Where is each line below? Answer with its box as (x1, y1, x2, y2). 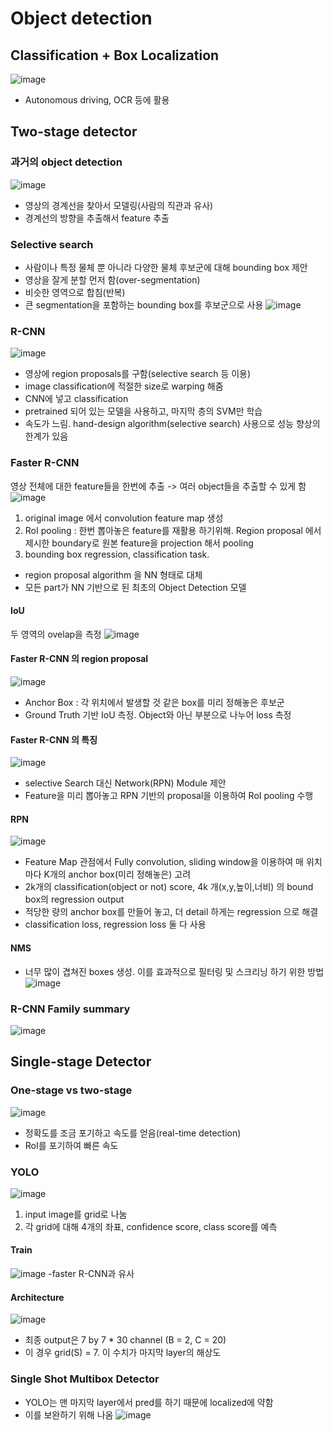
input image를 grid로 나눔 (24, 1208, 128, 1220)
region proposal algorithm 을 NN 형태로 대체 (24, 568, 203, 581)
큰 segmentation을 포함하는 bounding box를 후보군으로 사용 (24, 298, 264, 311)
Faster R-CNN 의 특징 (10, 733, 98, 746)
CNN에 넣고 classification (24, 393, 129, 405)
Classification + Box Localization (10, 47, 220, 64)
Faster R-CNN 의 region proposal (10, 653, 149, 665)
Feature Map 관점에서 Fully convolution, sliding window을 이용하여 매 (24, 856, 304, 868)
